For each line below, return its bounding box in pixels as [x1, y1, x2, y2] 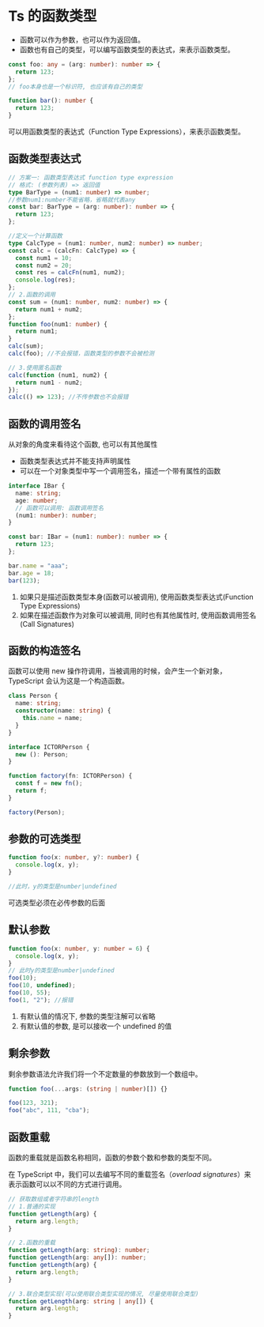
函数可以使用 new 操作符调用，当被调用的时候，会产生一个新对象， [8, 666, 227, 676]
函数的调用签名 [8, 417, 81, 431]
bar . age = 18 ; [8, 569, 55, 577]
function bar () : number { [8, 96, 93, 105]
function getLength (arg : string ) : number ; [8, 1246, 150, 1254]
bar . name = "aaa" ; [8, 562, 69, 570]
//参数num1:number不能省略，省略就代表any [8, 195, 136, 204]
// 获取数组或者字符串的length [8, 1195, 100, 1203]
